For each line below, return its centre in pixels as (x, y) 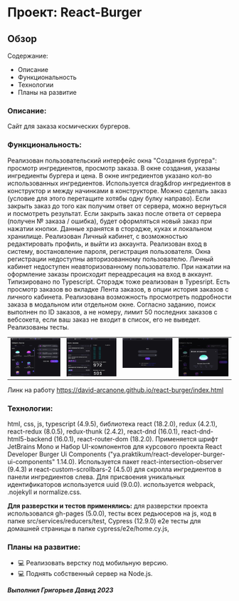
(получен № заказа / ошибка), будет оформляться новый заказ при (110, 221)
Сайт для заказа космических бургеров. (69, 126)
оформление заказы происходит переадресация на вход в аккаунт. (110, 274)
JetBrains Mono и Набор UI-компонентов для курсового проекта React (115, 447)
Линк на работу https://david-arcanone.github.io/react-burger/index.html (116, 390)
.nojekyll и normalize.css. (44, 492)
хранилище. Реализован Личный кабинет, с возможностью (98, 236)
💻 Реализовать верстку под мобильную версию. (93, 563)
